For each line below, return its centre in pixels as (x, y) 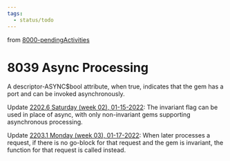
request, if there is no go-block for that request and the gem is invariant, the (115, 143)
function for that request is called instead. (67, 150)
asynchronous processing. (45, 122)
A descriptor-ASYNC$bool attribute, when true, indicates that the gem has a (115, 86)
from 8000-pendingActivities (48, 39)
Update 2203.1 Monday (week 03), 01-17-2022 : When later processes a (109, 135)
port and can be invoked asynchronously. (66, 94)
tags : (15, 13)
